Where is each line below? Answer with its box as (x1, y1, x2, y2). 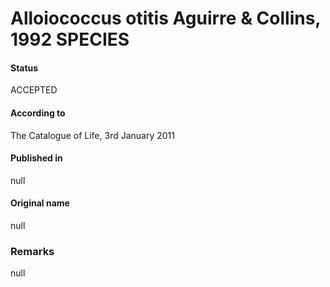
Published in (10, 152, 63, 164)
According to (10, 107, 66, 119)
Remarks (10, 244, 55, 258)
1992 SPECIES (10, 28, 130, 51)
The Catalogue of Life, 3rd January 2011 (10, 129, 175, 141)
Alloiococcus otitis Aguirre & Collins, (10, 7, 321, 30)
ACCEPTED (10, 84, 58, 96)
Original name (10, 197, 70, 209)
